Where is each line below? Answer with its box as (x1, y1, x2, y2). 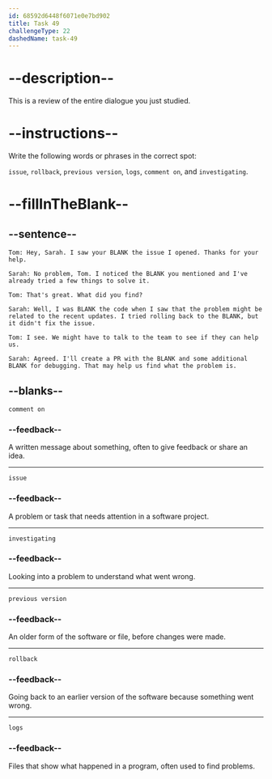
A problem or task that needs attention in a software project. (8, 511, 209, 521)
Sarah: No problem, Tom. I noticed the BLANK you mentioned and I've (8, 270, 249, 278)
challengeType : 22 (8, 27, 70, 35)
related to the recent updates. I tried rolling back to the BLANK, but (8, 312, 259, 320)
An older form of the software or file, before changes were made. (8, 632, 227, 641)
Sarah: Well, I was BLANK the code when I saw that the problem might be (8, 305, 263, 314)
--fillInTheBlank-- (8, 195, 130, 214)
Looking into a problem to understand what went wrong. (8, 571, 196, 581)
